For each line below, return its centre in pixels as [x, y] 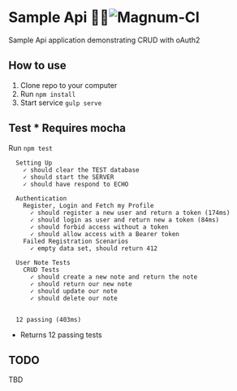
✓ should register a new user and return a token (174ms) [130, 213]
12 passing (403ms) [49, 319]
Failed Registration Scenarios [76, 241]
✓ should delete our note [73, 298]
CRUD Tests [41, 270]
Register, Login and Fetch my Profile [88, 205]
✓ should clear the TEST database [81, 170]
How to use [37, 66]
